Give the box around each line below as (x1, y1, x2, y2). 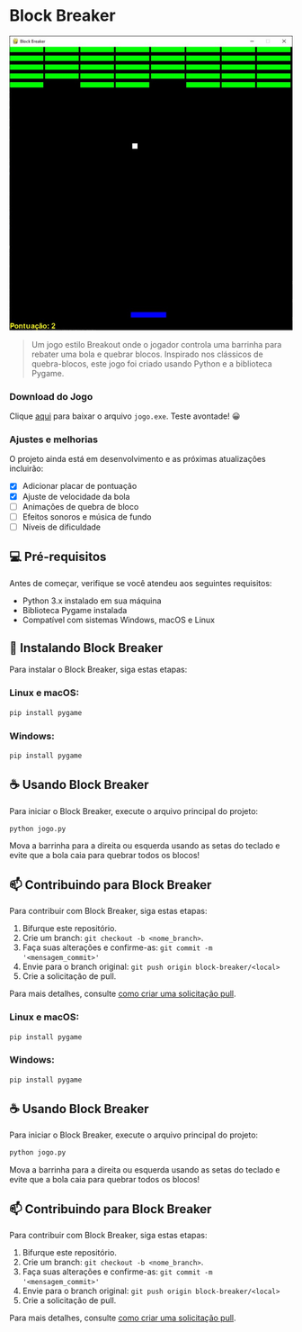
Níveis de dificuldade (22, 521, 102, 532)
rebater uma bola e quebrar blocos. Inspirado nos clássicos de (31, 349, 263, 359)
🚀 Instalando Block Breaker (9, 640, 164, 656)
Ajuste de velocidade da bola (22, 491, 130, 502)
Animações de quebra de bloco (22, 501, 139, 512)
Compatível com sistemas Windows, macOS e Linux (22, 614, 216, 625)
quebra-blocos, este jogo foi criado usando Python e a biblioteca (31, 358, 272, 369)
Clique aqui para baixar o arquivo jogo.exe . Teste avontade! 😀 (9, 411, 241, 421)
